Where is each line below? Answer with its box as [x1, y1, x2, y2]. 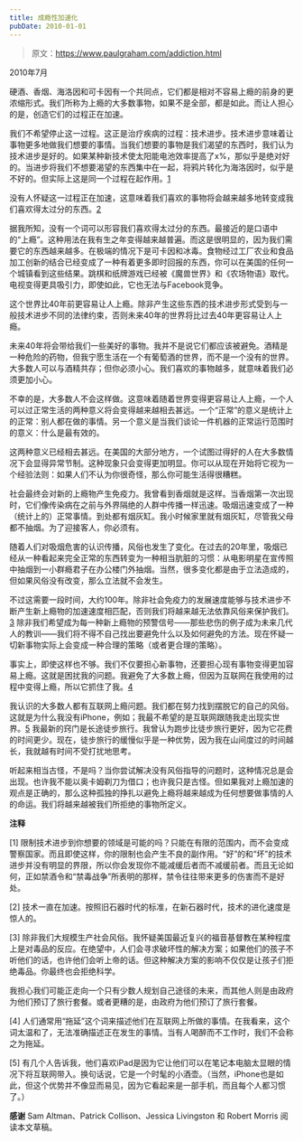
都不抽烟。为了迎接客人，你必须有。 [9, 521, 144, 533]
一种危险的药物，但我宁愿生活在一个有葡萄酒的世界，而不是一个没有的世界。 [9, 351, 294, 362]
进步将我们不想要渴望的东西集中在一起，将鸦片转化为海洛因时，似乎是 [32, 162, 294, 173]
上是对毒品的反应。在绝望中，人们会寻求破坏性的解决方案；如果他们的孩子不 [9, 943, 294, 954]
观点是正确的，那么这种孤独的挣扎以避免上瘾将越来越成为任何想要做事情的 [9, 787, 286, 798]
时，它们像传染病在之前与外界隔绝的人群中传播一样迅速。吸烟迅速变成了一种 [9, 499, 294, 510]
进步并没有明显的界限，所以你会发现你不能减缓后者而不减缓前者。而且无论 [9, 859, 286, 870]
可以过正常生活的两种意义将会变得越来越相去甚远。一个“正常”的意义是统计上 [9, 404, 293, 416]
